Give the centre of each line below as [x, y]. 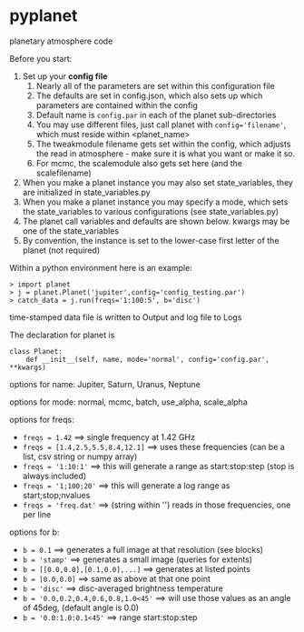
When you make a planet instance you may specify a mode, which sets [155, 202]
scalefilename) [64, 173]
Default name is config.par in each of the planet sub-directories [156, 115]
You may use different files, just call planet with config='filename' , [161, 125]
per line [37, 514]
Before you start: [41, 58]
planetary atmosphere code [61, 41]
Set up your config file [65, 76]
